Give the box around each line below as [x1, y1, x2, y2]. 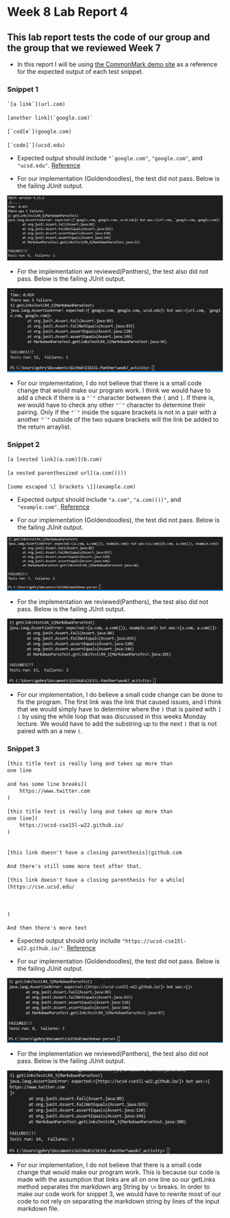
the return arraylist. [16, 422, 72, 431]
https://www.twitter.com [19, 788, 90, 795]
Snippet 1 [7, 84, 39, 94]
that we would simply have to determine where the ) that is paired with [16, 705, 217, 713]
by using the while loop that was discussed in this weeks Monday [21, 712, 207, 720]
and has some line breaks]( [7, 781, 88, 788]
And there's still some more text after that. [7, 863, 142, 870]
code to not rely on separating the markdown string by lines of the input [16, 1197, 220, 1205]
